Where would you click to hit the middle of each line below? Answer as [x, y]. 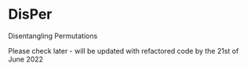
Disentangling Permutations [53, 36]
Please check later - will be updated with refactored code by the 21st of [123, 51]
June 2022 [26, 59]
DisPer [30, 14]
